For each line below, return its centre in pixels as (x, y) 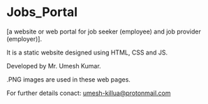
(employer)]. (24, 38)
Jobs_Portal (42, 12)
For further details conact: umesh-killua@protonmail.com (89, 93)
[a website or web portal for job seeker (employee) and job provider (104, 31)
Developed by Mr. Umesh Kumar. (54, 66)
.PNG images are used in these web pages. (68, 79)
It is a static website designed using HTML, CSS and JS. (87, 52)
